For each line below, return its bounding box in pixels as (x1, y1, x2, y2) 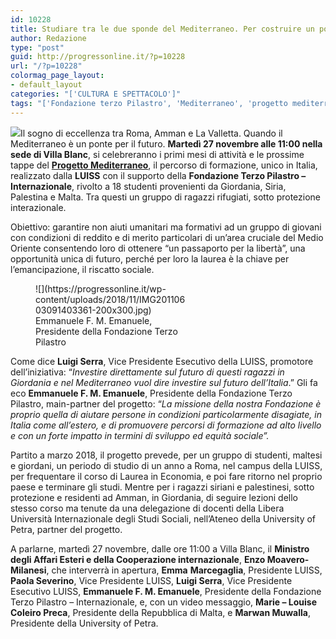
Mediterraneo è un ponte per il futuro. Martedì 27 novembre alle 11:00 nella (10, 137, 323, 150)
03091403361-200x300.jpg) (35, 304, 152, 316)
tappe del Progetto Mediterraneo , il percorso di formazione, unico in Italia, (10, 159, 318, 171)
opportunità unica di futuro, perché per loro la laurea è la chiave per (10, 252, 290, 265)
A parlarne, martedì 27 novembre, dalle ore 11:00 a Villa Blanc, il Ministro (10, 542, 310, 555)
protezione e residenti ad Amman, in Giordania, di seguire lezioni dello (10, 491, 298, 503)
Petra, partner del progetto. (10, 523, 123, 535)
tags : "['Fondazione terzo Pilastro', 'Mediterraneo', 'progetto (10, 98, 288, 108)
